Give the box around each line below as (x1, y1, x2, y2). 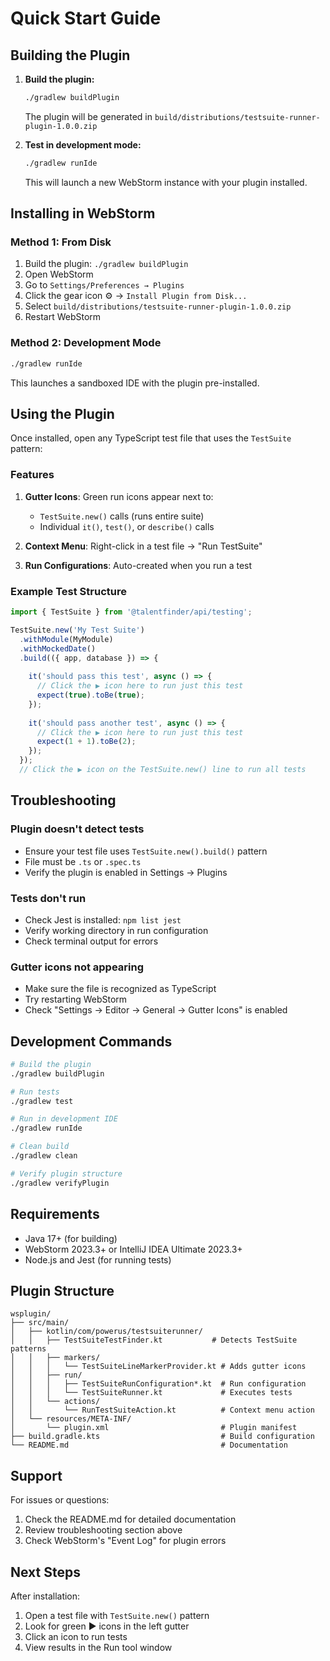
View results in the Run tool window (24, 1641, 173, 1653)
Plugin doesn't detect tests (10, 822, 145, 836)
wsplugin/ (10, 1309, 52, 1319)
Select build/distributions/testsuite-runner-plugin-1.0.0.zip (24, 300, 292, 312)
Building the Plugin (10, 47, 131, 64)
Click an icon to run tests (24, 1630, 128, 1642)
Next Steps (10, 1563, 81, 1581)
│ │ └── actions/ (10, 1397, 101, 1407)
